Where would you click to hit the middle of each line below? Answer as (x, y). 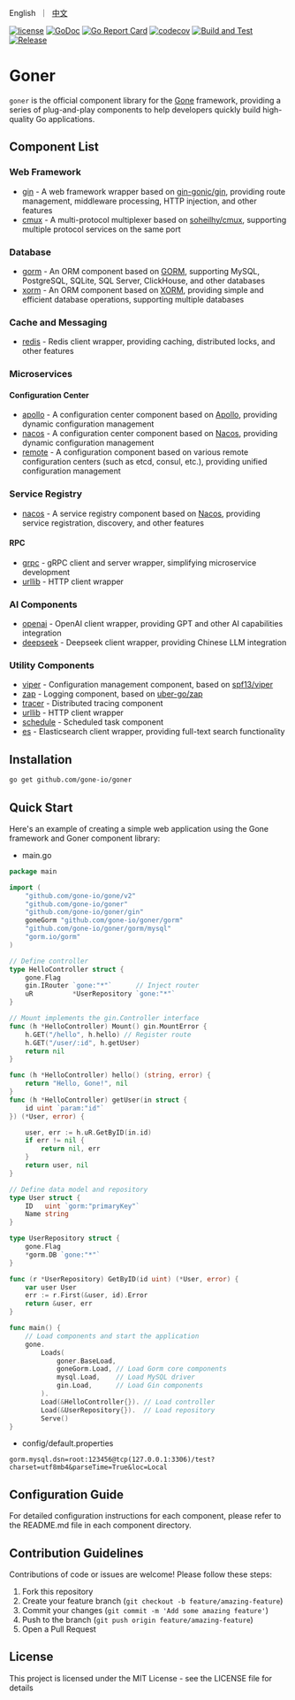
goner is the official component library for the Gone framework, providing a (145, 100)
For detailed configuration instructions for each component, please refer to (145, 1516)
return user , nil (57, 1165)
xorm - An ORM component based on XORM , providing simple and (143, 289)
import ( (25, 888)
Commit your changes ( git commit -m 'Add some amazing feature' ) (145, 1611)
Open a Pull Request (59, 1629)
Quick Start (41, 808)
